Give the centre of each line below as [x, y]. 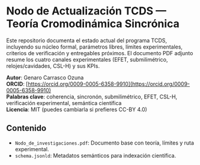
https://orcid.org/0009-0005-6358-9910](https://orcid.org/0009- [109, 84]
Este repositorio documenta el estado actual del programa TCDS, [86, 40]
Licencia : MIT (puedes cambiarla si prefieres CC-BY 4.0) [77, 109]
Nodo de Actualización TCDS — [86, 11]
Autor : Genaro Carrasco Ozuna [45, 77]
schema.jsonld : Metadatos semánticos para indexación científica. [95, 155]
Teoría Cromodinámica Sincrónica [93, 24]
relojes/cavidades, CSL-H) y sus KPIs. [53, 66]
